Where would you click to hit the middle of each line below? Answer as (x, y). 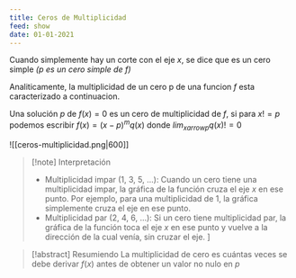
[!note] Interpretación (71, 162)
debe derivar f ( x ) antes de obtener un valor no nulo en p (135, 264)
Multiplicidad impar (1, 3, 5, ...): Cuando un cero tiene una (151, 179)
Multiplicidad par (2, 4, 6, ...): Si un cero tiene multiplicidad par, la (165, 218)
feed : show (30, 26)
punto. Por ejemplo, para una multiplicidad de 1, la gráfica (151, 198)
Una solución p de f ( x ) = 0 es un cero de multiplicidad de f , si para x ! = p (145, 114)
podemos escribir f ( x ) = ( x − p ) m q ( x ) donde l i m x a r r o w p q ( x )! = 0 (126, 125)
